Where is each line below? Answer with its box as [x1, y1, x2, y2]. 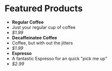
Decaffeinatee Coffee [11, 35, 57, 41]
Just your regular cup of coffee [11, 24, 76, 30]
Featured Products [4, 3, 83, 14]
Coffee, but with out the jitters [11, 40, 73, 46]
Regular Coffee [11, 19, 44, 25]
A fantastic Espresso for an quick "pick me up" [11, 55, 108, 61]
